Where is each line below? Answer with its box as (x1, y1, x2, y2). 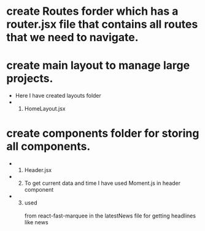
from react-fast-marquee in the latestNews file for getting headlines (24, 212, 196, 219)
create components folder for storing (6, 127, 199, 141)
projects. (6, 72, 53, 85)
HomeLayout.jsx (24, 105, 66, 112)
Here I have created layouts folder (15, 92, 101, 100)
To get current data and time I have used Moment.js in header (24, 179, 181, 187)
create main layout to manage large (6, 58, 190, 72)
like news (24, 219, 48, 226)
